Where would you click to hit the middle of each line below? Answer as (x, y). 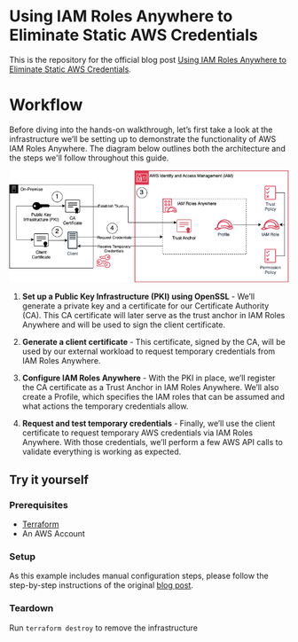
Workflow (46, 105)
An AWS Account (54, 533)
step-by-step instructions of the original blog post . (101, 585)
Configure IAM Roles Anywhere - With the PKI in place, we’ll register (149, 378)
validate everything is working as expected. (102, 452)
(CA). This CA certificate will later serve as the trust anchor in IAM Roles (153, 316)
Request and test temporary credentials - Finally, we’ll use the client (149, 424)
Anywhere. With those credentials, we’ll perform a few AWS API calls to (153, 442)
